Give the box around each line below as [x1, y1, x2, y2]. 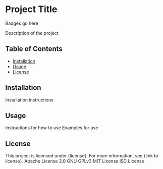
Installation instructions [5, 97, 54, 103]
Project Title [5, 4, 58, 15]
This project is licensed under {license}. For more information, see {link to [5, 153, 158, 159]
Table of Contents [5, 44, 63, 53]
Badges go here [5, 20, 39, 26]
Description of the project [5, 30, 59, 36]
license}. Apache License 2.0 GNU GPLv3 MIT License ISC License [5, 158, 145, 164]
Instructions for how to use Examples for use [5, 125, 98, 131]
